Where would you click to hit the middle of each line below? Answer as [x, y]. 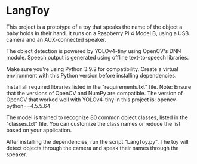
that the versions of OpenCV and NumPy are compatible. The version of [95, 93]
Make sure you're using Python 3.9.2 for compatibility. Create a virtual [92, 69]
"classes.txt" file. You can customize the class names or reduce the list [93, 123]
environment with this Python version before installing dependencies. [91, 75]
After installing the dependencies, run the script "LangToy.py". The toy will [98, 141]
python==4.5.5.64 [28, 106]
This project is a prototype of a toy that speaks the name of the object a [94, 27]
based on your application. [39, 130]
